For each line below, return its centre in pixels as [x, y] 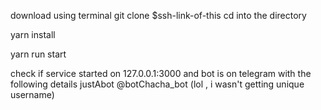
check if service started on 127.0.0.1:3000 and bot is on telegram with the [161, 73]
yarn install [33, 34]
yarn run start [38, 54]
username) [32, 94]
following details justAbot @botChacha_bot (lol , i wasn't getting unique [157, 84]
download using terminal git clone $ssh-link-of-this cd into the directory [158, 15]
